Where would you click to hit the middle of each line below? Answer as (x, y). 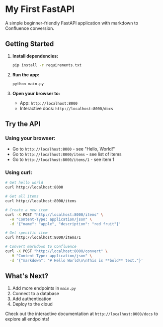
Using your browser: (30, 138)
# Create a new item (27, 210)
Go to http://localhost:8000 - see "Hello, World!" (64, 149)
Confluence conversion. (30, 28)
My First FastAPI (40, 9)
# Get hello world (24, 183)
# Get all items (22, 196)
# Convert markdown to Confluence (41, 247)
